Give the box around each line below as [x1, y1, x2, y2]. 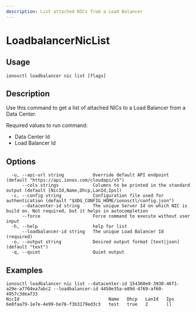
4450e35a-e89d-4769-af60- [100, 286, 164, 292]
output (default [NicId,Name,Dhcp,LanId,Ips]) [6, 187, 122, 194]
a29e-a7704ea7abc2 [6, 286, 51, 292]
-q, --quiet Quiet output [11, 249, 125, 256]
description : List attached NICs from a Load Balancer [6, 8, 143, 15]
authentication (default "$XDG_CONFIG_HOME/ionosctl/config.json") [6, 198, 175, 204]
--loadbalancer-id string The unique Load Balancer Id [21, 229, 164, 235]
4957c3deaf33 [6, 291, 38, 297]
